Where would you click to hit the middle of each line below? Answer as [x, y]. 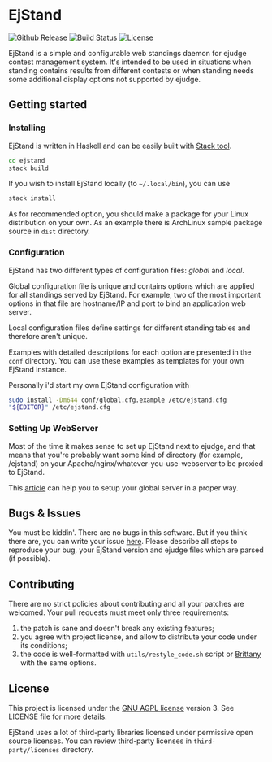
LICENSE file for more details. [58, 716]
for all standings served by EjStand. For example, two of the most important [135, 294]
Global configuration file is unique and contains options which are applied [132, 285]
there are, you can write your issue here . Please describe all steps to [123, 542]
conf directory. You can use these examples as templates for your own [126, 360]
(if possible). [29, 559]
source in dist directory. [50, 231]
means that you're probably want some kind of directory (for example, [126, 455]
